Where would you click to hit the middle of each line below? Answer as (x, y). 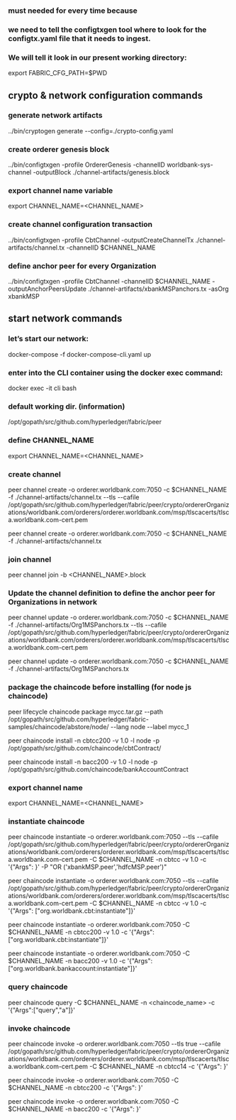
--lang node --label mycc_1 (150, 726)
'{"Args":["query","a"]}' (42, 1010)
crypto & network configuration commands (106, 95)
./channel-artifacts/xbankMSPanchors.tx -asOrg (158, 289)
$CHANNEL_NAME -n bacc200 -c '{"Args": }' (74, 1109)
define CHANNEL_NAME (51, 440)
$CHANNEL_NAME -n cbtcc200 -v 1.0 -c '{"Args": (82, 932)
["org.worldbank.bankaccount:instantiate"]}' (73, 969)
